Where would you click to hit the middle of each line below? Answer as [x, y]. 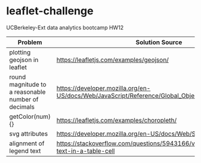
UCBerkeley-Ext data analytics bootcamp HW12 [65, 27]
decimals [22, 107]
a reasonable [28, 92]
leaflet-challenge [50, 11]
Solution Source [159, 42]
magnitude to [28, 84]
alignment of [27, 143]
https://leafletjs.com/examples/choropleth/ [117, 120]
